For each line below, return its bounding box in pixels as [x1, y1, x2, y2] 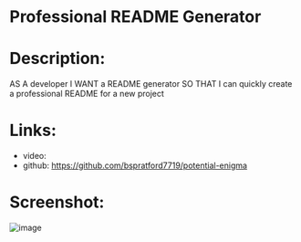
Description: [9, 48, 106, 69]
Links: [9, 121, 57, 141]
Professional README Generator [9, 6, 262, 27]
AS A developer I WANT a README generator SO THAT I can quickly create [9, 79, 293, 89]
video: [22, 151, 47, 162]
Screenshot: [9, 192, 105, 213]
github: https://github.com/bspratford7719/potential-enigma [22, 160, 248, 171]
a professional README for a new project [9, 89, 164, 100]
